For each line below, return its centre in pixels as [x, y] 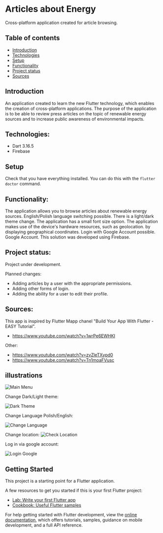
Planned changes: [23, 274]
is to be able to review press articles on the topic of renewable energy [76, 113]
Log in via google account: [32, 444]
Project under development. [33, 264]
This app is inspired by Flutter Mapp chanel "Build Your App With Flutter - [79, 321]
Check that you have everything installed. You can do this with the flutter [80, 179]
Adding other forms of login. [41, 289]
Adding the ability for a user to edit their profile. [60, 293]
